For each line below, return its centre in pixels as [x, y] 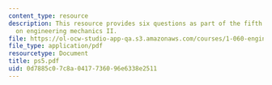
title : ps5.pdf [34, 62]
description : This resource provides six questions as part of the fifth [136, 23]
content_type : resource [49, 16]
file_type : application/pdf [56, 46]
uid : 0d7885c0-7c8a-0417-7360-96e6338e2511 [83, 69]
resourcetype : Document [49, 53]
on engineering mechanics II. [66, 31]
